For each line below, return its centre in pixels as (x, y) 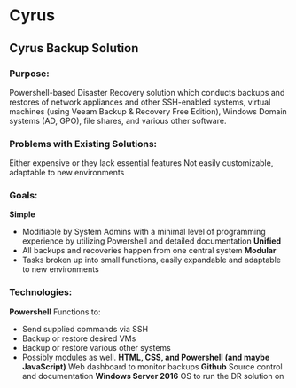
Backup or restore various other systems (96, 347)
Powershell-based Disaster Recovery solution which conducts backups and (147, 92)
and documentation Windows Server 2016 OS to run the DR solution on (153, 376)
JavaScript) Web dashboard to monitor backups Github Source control (152, 366)
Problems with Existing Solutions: (83, 144)
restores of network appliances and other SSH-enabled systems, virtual (140, 102)
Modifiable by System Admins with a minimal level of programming (144, 232)
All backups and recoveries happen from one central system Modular (149, 251)
